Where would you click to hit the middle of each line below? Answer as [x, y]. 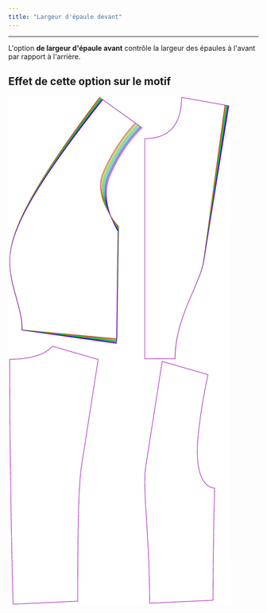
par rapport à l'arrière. [44, 57]
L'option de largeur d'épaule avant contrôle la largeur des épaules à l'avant [132, 48]
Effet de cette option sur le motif [90, 82]
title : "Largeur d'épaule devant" [66, 17]
